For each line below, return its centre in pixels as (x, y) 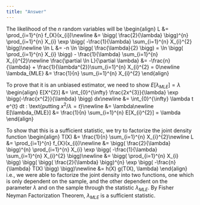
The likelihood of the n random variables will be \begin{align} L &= (87, 29)
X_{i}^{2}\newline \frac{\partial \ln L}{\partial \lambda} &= (77, 60)
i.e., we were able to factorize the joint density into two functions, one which (100, 175)
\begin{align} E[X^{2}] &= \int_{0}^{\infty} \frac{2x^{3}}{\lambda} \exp (93, 93)
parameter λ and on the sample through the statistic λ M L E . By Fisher (90, 188)
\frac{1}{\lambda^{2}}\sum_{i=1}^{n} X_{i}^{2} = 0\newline (108, 67)
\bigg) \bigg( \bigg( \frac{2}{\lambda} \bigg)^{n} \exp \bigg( (80, 163)
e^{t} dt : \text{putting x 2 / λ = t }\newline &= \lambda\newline (80, 106)
